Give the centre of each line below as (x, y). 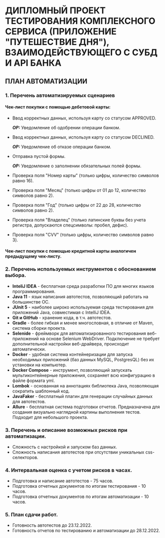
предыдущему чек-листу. (33, 256)
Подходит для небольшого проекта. (50, 417)
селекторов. (25, 457)
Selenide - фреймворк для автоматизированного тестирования (79, 333)
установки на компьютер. (39, 365)
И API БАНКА (33, 63)
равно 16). (23, 181)
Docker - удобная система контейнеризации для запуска (72, 354)
